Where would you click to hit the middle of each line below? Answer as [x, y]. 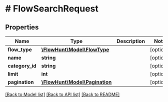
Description [131, 41]
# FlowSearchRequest [52, 9]
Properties [22, 27]
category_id [22, 66]
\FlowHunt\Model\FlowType [75, 49]
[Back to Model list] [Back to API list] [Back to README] [62, 94]
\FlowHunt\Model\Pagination [76, 82]
